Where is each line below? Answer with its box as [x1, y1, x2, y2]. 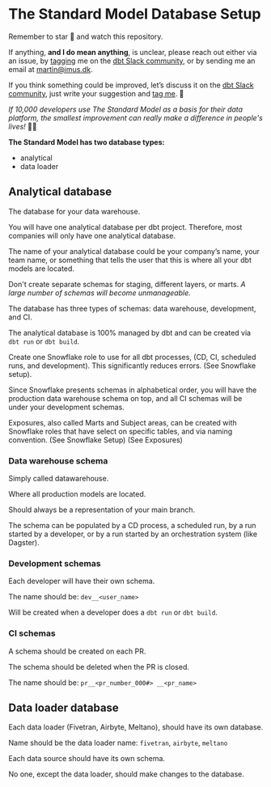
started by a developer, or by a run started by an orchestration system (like [8, 529, 257, 539]
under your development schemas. [8, 402, 125, 412]
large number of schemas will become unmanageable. [8, 288, 192, 298]
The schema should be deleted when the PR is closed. [8, 662, 190, 671]
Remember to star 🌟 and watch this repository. [8, 32, 163, 41]
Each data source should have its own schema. [8, 754, 166, 764]
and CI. [8, 312, 32, 322]
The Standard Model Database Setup [8, 5, 261, 23]
